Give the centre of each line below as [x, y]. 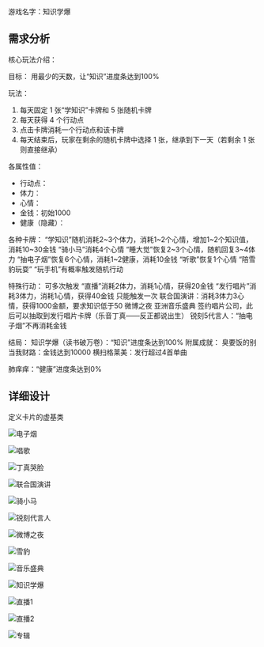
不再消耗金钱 [46, 325]
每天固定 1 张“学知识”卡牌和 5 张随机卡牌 [85, 110]
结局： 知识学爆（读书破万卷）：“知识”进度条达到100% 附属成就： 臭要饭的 [129, 342]
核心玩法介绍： [32, 59]
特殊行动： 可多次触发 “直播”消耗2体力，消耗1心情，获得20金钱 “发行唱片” [129, 286]
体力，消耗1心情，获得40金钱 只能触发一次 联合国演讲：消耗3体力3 [128, 296]
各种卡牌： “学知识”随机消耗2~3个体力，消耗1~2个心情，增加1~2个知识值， [130, 239]
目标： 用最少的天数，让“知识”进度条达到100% [84, 76]
